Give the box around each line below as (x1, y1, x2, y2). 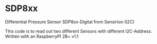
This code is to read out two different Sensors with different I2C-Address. (5, 28, 152, 34)
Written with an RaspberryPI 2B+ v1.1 (5, 33, 79, 39)
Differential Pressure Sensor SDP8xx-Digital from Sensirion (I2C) (5, 19, 135, 25)
